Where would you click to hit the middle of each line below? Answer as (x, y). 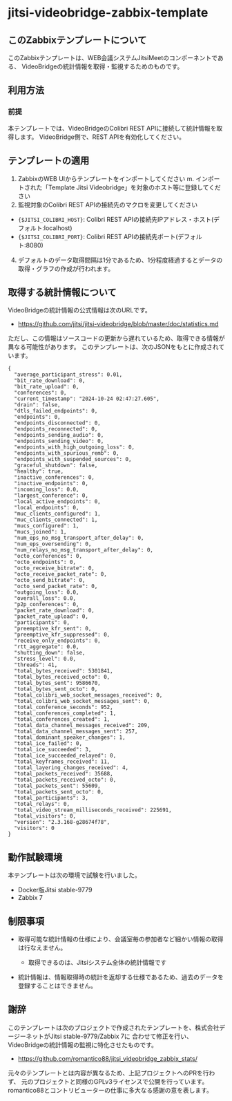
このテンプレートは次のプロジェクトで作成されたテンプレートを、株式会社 (114, 1027)
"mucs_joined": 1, (41, 532)
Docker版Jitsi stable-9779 (55, 890)
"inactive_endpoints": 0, (51, 484)
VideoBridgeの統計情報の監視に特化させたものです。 (83, 1044)
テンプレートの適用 (49, 161)
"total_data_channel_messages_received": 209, (82, 726)
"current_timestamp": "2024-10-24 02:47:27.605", (87, 399)
